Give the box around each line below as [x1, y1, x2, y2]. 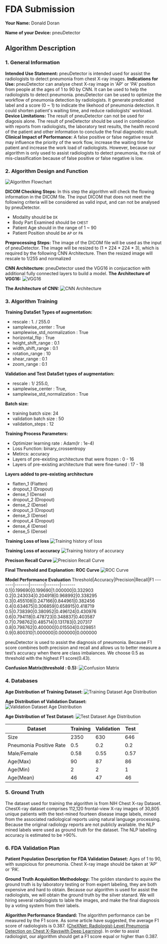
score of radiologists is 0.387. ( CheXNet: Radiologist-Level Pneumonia [5, 923, 150, 929]
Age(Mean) [7, 774, 35, 781]
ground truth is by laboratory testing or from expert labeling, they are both [5, 881, 157, 888]
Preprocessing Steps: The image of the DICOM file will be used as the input [5, 239, 162, 245]
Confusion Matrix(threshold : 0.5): [5, 665, 78, 671]
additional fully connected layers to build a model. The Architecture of [5, 270, 151, 276]
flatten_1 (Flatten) [12, 481, 48, 487]
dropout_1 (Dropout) [12, 486, 53, 492]
